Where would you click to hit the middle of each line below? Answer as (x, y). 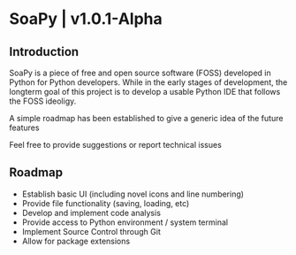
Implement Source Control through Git (91, 231)
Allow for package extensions (76, 241)
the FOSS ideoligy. (43, 101)
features (24, 127)
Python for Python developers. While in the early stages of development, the (148, 82)
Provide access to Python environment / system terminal (125, 222)
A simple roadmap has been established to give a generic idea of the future (146, 118)
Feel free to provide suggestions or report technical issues (116, 145)
